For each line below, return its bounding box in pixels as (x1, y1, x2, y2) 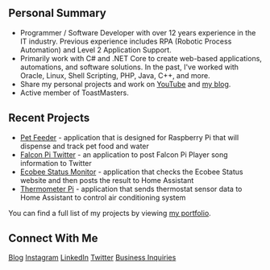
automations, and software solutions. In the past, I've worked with (19, 62, 239, 72)
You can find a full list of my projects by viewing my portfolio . (8, 208, 211, 218)
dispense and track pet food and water (19, 141, 149, 151)
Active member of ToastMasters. (19, 88, 129, 98)
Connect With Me (8, 231, 98, 245)
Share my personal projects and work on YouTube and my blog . (19, 79, 231, 89)
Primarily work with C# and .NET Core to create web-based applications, (19, 53, 262, 63)
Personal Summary (8, 6, 106, 20)
